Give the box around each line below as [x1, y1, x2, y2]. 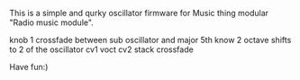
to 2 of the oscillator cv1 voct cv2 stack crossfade [9, 44, 194, 55]
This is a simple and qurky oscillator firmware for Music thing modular [9, 8, 268, 18]
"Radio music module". [9, 17, 95, 28]
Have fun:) [9, 62, 49, 72]
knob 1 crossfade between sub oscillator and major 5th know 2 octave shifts [9, 35, 292, 45]
